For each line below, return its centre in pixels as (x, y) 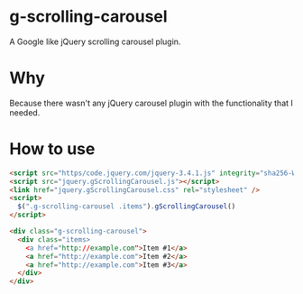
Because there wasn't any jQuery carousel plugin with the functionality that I (151, 103)
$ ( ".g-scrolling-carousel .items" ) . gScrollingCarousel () (127, 207)
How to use (52, 149)
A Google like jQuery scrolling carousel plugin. (95, 41)
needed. (25, 112)
